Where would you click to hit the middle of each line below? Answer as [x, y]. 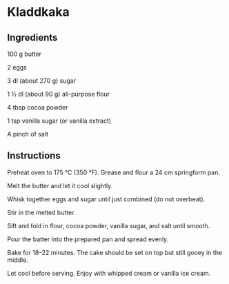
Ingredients [32, 38]
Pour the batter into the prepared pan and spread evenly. [88, 239]
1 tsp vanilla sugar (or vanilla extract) [59, 121]
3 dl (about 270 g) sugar [42, 81]
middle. [18, 260]
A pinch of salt [28, 134]
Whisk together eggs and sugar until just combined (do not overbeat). [106, 199]
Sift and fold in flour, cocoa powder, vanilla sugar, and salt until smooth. [109, 225]
